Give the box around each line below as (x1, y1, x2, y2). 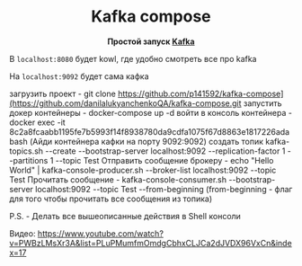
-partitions (9, 155, 49, 165)
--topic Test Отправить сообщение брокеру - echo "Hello (55, 155, 274, 165)
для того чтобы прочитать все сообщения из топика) (9, 193, 213, 204)
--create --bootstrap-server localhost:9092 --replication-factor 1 (44, 146, 286, 156)
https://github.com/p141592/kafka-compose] (118, 88, 284, 99)
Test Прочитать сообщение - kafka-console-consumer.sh (9, 173, 227, 185)
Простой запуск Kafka (107, 36, 195, 47)
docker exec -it (9, 117, 66, 128)
